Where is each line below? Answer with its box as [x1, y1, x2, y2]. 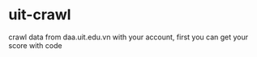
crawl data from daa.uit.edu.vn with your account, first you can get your [8, 32, 249, 42]
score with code [8, 40, 62, 50]
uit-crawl [8, 6, 71, 24]
